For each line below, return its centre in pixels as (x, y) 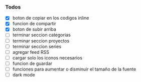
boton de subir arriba (34, 29)
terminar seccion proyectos (41, 41)
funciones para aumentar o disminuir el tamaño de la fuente (74, 69)
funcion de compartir (34, 24)
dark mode (24, 74)
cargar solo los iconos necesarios (47, 58)
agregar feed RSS (31, 52)
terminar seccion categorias (42, 35)
